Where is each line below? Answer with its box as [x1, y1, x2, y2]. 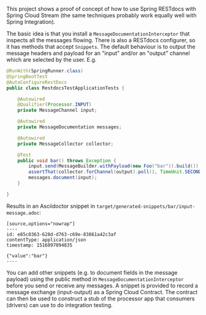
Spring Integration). [6, 18, 56, 25]
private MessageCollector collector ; [17, 141, 114, 147]
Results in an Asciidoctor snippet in [6, 202, 96, 210]
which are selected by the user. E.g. [6, 56, 97, 63]
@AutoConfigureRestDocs [6, 79, 67, 85]
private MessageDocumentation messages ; [17, 124, 122, 130]
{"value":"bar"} [6, 253, 48, 259]
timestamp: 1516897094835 [6, 242, 72, 248]
